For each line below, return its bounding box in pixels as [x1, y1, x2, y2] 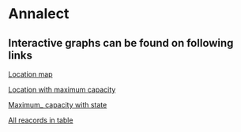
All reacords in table [8, 115, 73, 125]
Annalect [8, 5, 70, 23]
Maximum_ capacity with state [8, 100, 107, 109]
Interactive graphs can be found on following [8, 36, 234, 50]
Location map [8, 70, 53, 79]
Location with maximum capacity [8, 85, 116, 94]
